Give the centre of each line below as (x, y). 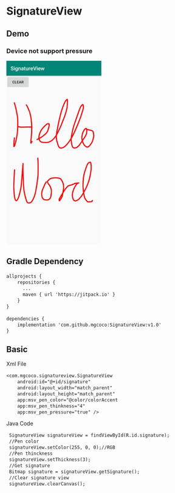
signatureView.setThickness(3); (50, 460)
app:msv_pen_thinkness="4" (51, 406)
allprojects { (24, 276)
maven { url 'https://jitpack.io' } (69, 294)
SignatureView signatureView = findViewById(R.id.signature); (89, 435)
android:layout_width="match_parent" (65, 388)
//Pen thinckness (31, 454)
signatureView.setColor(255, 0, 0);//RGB (62, 447)
